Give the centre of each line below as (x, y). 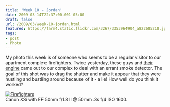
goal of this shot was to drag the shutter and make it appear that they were (83, 74)
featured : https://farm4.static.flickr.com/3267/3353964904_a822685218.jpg (87, 29)
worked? (14, 84)
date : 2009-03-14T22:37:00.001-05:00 (45, 15)
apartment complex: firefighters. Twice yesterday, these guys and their (79, 63)
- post (12, 39)
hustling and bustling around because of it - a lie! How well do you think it (82, 79)
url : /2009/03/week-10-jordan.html (43, 24)
